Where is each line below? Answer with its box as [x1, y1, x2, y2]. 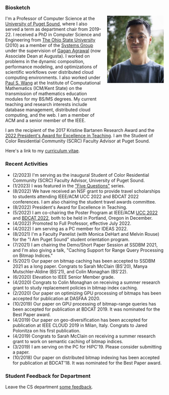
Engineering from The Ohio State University [5, 37, 96, 43]
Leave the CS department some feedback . [5, 383, 93, 390]
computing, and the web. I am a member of [5, 112, 95, 118]
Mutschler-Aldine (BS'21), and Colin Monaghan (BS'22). [12, 268, 128, 274]
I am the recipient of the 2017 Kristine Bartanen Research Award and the [5, 127, 155, 133]
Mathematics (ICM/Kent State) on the [5, 85, 82, 91]
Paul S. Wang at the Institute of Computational [5, 80, 101, 86]
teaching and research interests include [5, 102, 88, 108]
